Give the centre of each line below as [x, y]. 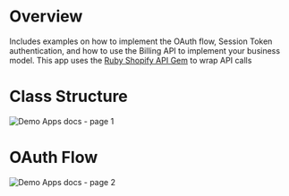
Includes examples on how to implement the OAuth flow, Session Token [141, 41]
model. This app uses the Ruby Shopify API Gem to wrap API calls [131, 60]
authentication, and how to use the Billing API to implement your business [144, 50]
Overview [46, 17]
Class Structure [68, 97]
